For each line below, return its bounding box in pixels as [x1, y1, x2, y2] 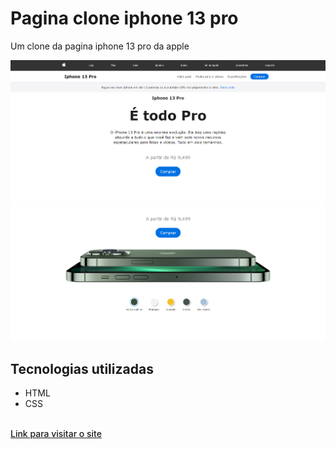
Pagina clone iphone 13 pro [10, 7, 239, 30]
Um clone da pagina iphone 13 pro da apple [10, 40, 190, 52]
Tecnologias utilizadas [10, 360, 154, 377]
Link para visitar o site [10, 428, 102, 440]
